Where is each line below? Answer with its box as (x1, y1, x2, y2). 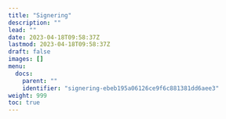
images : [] (8, 56, 44, 63)
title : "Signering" (8, 11, 72, 20)
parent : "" (22, 77, 58, 85)
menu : (8, 63, 26, 70)
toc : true (8, 99, 41, 106)
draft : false (8, 48, 51, 56)
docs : (15, 70, 34, 78)
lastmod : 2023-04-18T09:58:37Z (8, 41, 111, 49)
